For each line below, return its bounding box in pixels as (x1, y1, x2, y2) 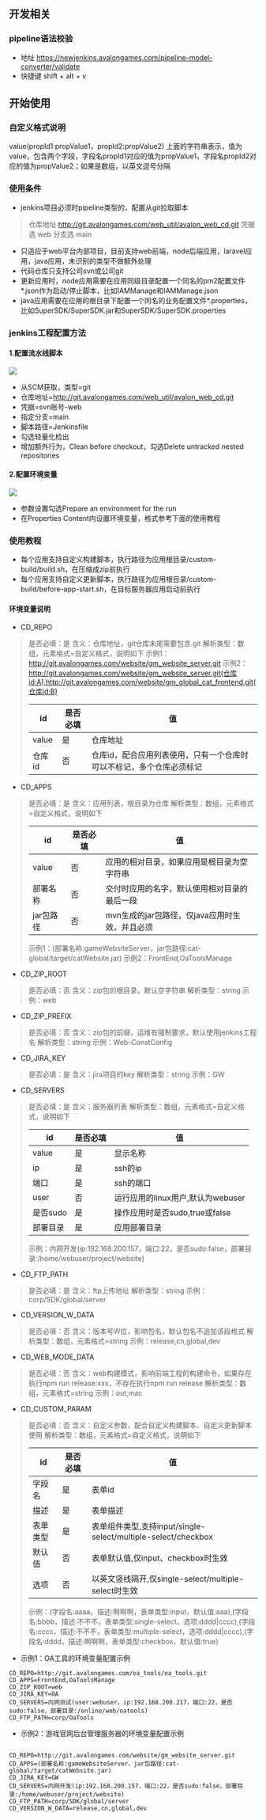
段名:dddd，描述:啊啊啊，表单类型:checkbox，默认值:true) (28, 1636, 219, 1646)
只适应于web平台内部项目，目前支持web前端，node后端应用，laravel (20, 246, 245, 256)
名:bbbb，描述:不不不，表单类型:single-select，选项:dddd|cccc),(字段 (28, 1617, 256, 1626)
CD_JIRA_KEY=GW (9, 1773, 59, 1781)
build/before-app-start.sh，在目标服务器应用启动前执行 (20, 584, 200, 594)
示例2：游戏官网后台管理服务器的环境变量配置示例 (20, 1728, 185, 1738)
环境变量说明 (9, 604, 51, 614)
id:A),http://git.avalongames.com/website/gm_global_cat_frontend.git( (28, 677, 256, 686)
